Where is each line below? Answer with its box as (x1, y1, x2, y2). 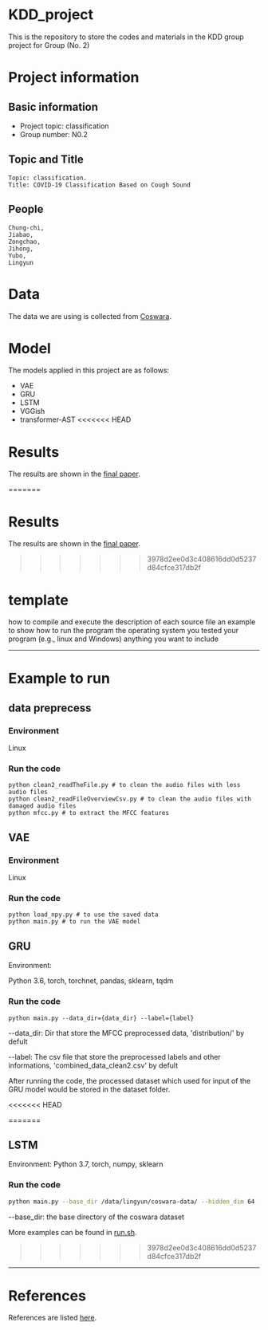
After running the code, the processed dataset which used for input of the (8, 1076, 251, 1085)
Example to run (8, 670, 110, 687)
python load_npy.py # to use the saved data (8, 911, 159, 919)
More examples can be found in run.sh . (8, 1227, 137, 1237)
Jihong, (8, 245, 34, 253)
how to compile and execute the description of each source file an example (8, 617, 256, 627)
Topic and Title (8, 153, 84, 167)
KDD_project (8, 6, 94, 24)
